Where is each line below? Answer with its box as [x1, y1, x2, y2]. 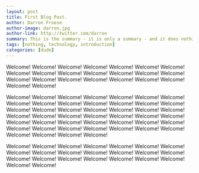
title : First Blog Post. [6, 14, 68, 20]
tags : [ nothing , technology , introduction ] [6, 42, 115, 48]
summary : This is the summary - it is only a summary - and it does [6, 36, 179, 42]
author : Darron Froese [6, 19, 62, 25]
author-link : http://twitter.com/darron [6, 31, 108, 37]
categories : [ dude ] [6, 47, 54, 53]
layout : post [6, 8, 38, 15]
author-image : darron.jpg [6, 25, 70, 31]
